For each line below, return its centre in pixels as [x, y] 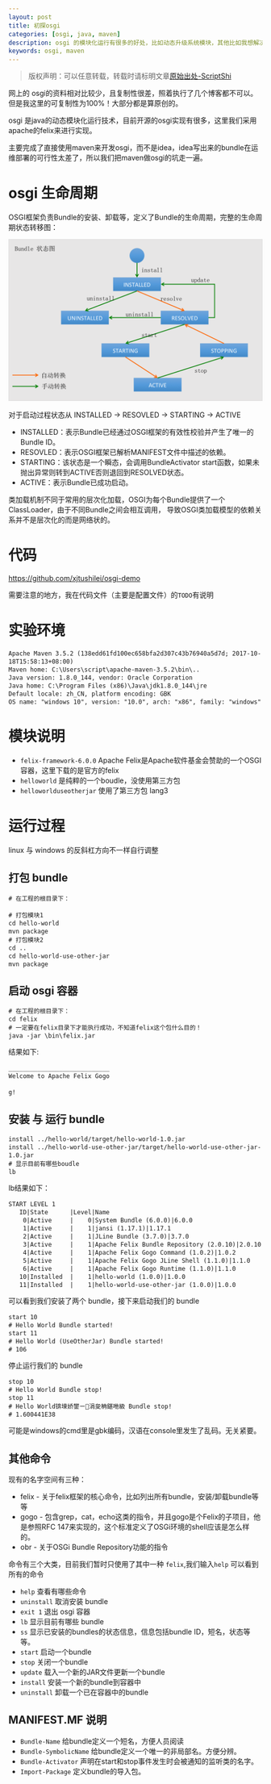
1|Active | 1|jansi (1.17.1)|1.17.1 [97, 1229]
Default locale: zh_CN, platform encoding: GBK [90, 694]
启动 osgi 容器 [43, 990]
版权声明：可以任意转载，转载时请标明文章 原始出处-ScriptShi [129, 76]
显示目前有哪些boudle [48, 1164]
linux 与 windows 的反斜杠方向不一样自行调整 [83, 850]
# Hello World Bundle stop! [56, 1390]
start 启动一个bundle [56, 1652]
